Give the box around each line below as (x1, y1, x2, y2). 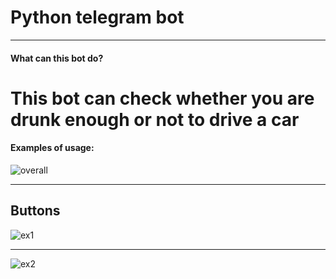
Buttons (10, 202, 61, 220)
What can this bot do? (10, 52, 104, 64)
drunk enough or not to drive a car (10, 108, 300, 131)
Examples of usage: (10, 142, 95, 154)
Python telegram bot (10, 6, 185, 29)
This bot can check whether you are (10, 87, 315, 110)
